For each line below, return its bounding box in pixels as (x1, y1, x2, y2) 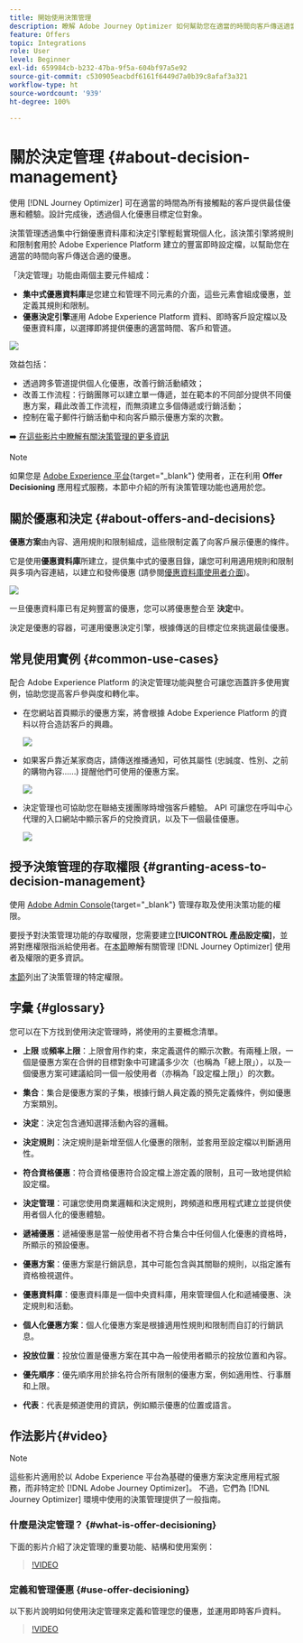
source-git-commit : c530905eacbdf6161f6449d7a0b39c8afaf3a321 (9, 72, 248, 81)
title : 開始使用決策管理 (9, 13, 92, 23)
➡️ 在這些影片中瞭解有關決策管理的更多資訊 (9, 431, 170, 442)
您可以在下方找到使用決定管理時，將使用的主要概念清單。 (9, 1026, 223, 1036)
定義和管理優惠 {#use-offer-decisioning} (9, 1583, 190, 1596)
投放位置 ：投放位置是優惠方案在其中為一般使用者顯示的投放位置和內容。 (22, 1350, 291, 1360)
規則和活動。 (30, 1300, 78, 1311)
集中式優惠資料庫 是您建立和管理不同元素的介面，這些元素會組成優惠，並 (22, 289, 291, 300)
